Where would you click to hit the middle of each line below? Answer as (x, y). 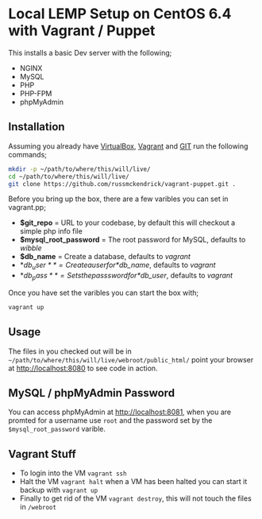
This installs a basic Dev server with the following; (90, 52)
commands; (28, 154)
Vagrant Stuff (42, 454)
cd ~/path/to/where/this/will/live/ (69, 176)
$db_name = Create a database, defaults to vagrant (105, 257)
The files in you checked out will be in (70, 351)
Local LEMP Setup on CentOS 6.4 (120, 14)
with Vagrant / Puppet (82, 31)
